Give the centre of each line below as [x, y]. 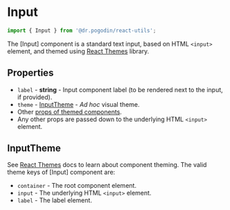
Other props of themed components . [70, 112]
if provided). [35, 97]
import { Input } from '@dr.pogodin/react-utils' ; [82, 30]
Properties [30, 73]
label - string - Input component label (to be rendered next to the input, [120, 89]
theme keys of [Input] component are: [61, 172]
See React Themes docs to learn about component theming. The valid [107, 165]
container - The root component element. [77, 186]
